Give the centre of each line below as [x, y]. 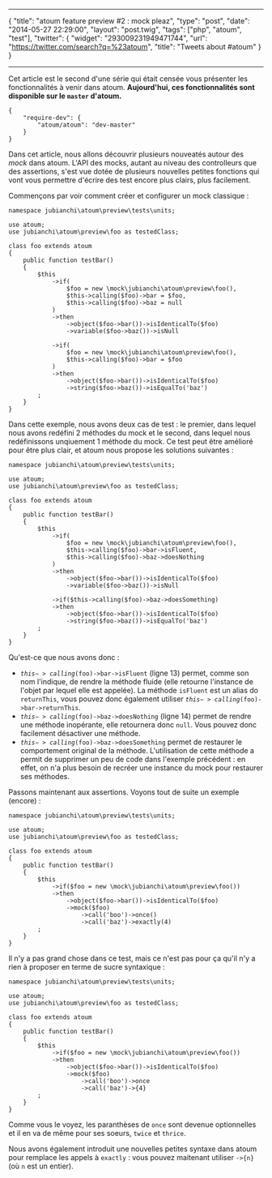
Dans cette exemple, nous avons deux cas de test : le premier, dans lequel [132, 424]
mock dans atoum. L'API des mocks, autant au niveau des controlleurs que [133, 163]
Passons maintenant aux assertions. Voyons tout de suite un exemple [124, 792]
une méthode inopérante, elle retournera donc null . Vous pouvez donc [138, 725]
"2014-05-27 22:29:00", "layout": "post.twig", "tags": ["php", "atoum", [125, 30]
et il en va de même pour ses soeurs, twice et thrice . [97, 1133]
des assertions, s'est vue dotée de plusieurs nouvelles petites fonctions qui [134, 171]
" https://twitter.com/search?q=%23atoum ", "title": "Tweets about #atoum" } [135, 47]
